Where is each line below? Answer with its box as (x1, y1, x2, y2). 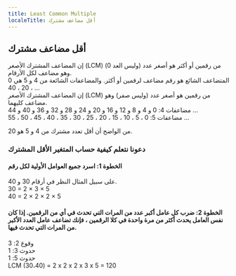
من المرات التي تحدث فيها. (8, 223, 77, 232)
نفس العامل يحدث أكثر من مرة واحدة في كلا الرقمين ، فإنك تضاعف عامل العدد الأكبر (8, 216, 223, 224)
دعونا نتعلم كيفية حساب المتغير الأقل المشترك (8, 144, 146, 154)
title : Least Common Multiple (8, 10, 97, 18)
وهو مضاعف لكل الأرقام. (8, 69, 72, 77)
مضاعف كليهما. (8, 99, 48, 107)
